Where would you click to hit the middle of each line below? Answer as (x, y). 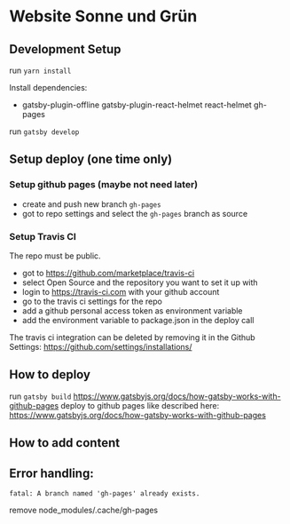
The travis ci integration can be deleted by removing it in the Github (132, 337)
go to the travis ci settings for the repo (92, 301)
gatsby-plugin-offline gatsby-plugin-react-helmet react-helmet (137, 105)
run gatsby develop (44, 131)
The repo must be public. (55, 256)
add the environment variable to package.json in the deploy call (138, 320)
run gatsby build (40, 396)
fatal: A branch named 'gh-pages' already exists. (105, 494)
